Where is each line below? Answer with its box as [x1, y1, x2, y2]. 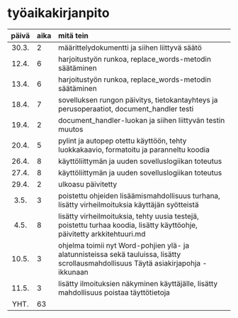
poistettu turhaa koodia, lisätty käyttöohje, [57, 220, 198, 230]
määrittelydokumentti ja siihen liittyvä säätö [57, 43, 202, 53]
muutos [57, 124, 84, 134]
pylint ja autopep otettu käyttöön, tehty [57, 136, 187, 146]
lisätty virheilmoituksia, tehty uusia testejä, [57, 211, 200, 221]
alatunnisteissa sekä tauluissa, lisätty [57, 249, 181, 259]
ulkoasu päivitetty [57, 179, 118, 189]
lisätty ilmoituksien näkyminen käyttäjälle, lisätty [57, 278, 218, 288]
